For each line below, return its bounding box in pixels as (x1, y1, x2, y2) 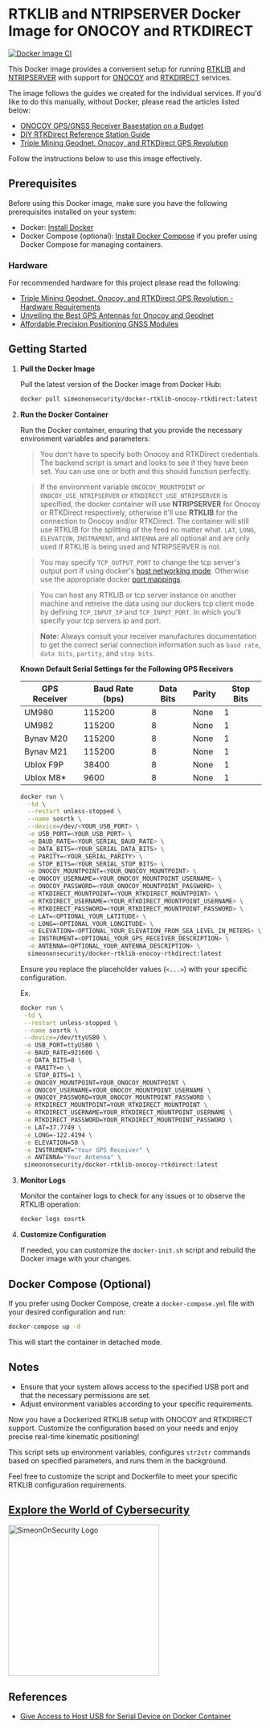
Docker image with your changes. (19, 1254, 132, 1264)
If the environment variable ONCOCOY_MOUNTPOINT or (39, 482, 205, 492)
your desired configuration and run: (8, 1306, 126, 1316)
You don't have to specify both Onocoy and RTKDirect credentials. (39, 449, 260, 459)
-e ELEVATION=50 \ (23, 1138, 86, 1146)
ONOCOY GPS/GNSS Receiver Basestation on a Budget (19, 121, 204, 130)
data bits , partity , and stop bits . (39, 648, 155, 658)
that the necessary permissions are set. (19, 1390, 151, 1400)
